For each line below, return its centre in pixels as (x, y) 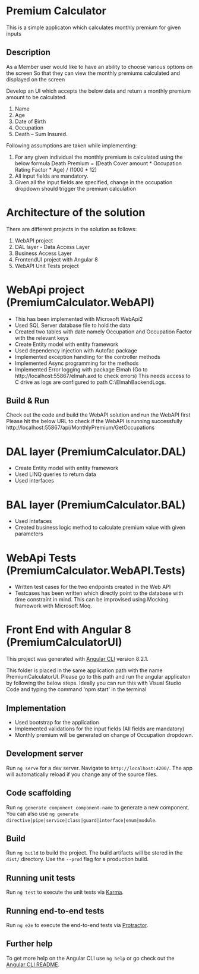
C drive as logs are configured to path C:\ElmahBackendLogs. (90, 382)
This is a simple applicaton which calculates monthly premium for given (94, 27)
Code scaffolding (39, 793)
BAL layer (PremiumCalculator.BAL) (96, 505)
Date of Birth (30, 121)
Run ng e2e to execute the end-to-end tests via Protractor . (77, 925)
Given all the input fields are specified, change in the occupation (94, 182)
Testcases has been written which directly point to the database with (99, 593)
